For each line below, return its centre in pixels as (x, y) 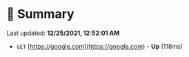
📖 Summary (40, 14)
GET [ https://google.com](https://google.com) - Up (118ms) (100, 46)
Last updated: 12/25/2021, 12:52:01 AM (63, 33)
